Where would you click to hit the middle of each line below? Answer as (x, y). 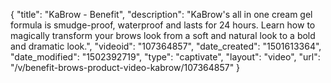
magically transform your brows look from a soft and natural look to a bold (163, 35)
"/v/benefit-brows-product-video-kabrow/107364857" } (125, 67)
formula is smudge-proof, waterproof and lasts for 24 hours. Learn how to (163, 25)
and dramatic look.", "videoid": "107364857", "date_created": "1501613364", (166, 46)
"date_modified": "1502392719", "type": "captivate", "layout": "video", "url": (165, 57)
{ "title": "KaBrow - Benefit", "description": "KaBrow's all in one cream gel (161, 14)
